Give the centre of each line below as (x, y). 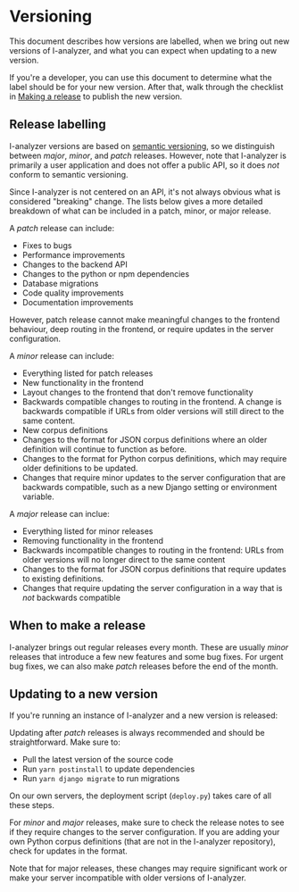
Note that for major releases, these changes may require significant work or (148, 869)
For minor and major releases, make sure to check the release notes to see (147, 822)
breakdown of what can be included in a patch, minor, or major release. (140, 211)
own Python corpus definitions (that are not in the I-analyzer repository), (143, 842)
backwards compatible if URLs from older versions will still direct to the (153, 411)
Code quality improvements (73, 293)
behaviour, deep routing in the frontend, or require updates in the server (141, 329)
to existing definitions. (63, 579)
